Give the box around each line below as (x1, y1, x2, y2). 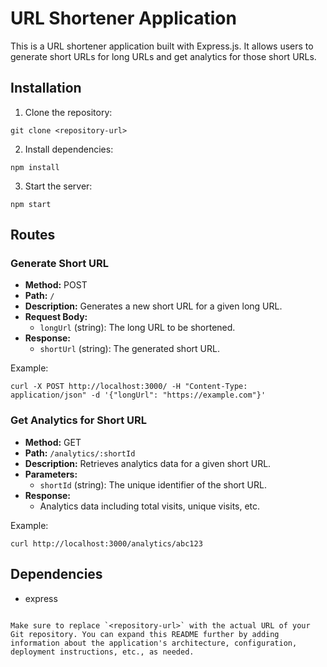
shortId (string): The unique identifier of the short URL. (39, 478, 267, 491)
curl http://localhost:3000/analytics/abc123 (10, 538, 203, 549)
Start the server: (24, 180, 93, 192)
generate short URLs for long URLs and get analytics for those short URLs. (10, 50, 317, 62)
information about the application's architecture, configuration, (10, 638, 298, 648)
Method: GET (24, 436, 82, 448)
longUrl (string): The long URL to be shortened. (39, 322, 236, 334)
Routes (10, 227, 56, 244)
